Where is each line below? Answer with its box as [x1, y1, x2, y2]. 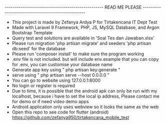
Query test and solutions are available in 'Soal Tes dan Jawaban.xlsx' [11, 35, 154, 41]
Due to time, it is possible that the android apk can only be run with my [11, 88, 157, 94]
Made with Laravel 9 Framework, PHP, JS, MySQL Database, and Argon [11, 24, 159, 30]
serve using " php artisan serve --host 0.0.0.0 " [11, 72, 109, 78]
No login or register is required [11, 83, 75, 89]
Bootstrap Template [11, 30, 53, 35]
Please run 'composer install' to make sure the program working [11, 51, 144, 57]
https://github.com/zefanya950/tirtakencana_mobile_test [11, 115, 129, 120]
